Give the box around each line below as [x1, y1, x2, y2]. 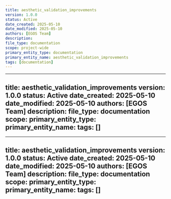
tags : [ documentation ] [5, 60, 53, 65]
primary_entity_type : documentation [5, 50, 83, 55]
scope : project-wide [5, 45, 49, 50]
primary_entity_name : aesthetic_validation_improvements [5, 54, 129, 60]
